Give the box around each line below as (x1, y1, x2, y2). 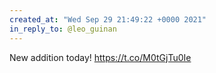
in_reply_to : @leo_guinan (9, 24, 117, 34)
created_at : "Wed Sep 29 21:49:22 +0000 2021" (9, 14, 207, 25)
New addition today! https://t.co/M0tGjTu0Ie (9, 51, 192, 63)
